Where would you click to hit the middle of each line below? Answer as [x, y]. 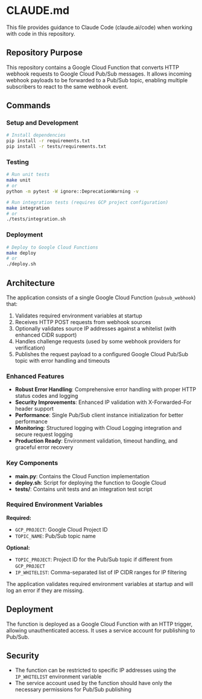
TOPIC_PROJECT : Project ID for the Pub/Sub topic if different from [94, 559]
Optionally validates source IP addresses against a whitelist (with [96, 328]
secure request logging [44, 434]
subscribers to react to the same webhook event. [67, 86]
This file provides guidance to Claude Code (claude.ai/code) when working [99, 27]
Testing [17, 162]
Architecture [31, 283]
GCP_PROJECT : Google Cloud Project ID [61, 529]
